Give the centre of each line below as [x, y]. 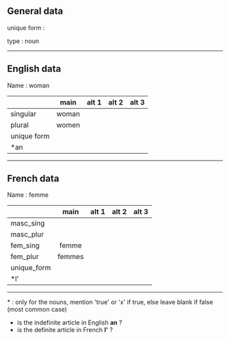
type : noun [23, 41]
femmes [71, 257]
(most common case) [37, 310]
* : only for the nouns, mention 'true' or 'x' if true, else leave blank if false [110, 302]
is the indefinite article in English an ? [69, 323]
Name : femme [28, 195]
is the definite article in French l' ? [65, 330]
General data [35, 11]
